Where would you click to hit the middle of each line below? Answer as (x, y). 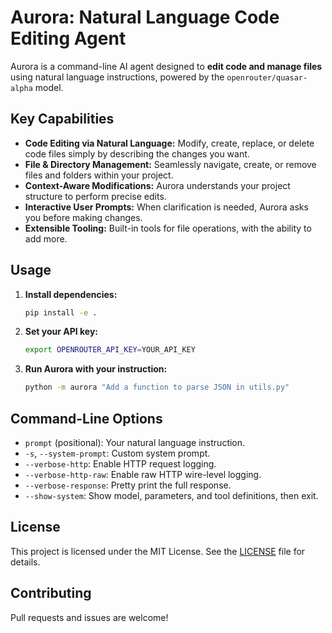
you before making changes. (83, 217)
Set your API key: (61, 332)
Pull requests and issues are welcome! (89, 617)
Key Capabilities (62, 119)
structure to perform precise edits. (95, 196)
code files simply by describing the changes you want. (137, 153)
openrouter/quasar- (267, 77)
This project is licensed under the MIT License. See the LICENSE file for (158, 551)
